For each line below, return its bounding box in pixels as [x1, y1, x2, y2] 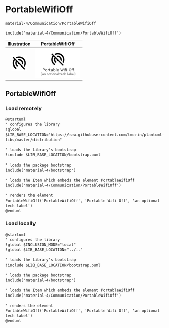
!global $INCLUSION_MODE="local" [5, 242, 76, 247]
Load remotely [5, 105, 42, 112]
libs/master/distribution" [5, 137, 62, 142]
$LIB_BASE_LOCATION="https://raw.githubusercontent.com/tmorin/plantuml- [5, 132, 165, 137]
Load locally [5, 220, 36, 227]
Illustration [7, 41, 31, 47]
